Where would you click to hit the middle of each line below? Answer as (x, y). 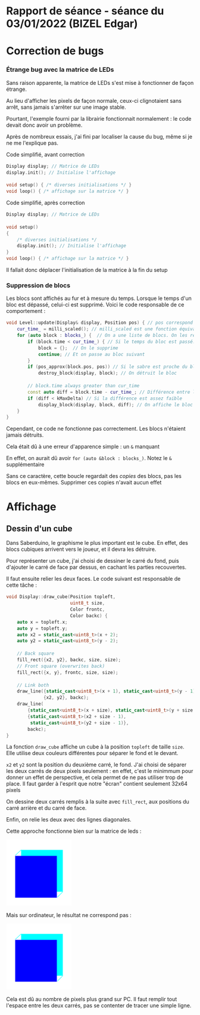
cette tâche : (22, 585)
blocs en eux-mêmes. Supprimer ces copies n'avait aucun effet (84, 483)
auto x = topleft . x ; (42, 622)
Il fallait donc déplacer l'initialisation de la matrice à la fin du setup (87, 270)
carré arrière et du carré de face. (46, 808)
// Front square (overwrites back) (61, 666)
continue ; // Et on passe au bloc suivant (91, 354)
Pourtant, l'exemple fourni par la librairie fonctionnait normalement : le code (99, 118)
